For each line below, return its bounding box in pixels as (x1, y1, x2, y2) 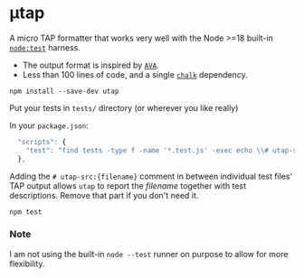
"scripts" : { (17, 137, 67, 146)
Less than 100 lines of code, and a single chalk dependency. (22, 69, 249, 79)
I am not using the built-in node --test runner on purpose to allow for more (9, 248, 289, 259)
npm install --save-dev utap (9, 87, 119, 96)
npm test (9, 207, 43, 217)
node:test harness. (9, 42, 81, 52)
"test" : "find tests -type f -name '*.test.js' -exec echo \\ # (25, 145, 270, 155)
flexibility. (9, 258, 45, 269)
